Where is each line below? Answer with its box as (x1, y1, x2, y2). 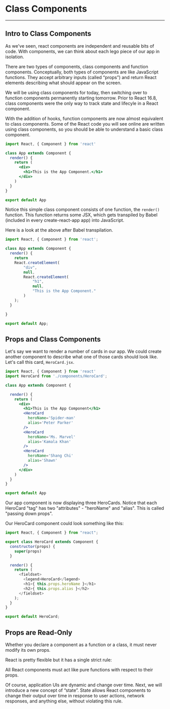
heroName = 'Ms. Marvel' (27, 434, 76, 439)
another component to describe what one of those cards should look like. (5, 354, 158, 360)
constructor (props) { (10, 544, 56, 549)
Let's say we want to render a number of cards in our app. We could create (5, 348, 162, 355)
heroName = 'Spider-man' (27, 416, 76, 421)
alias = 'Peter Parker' (27, 420, 73, 426)
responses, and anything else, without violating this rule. (5, 698, 123, 704)
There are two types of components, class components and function (5, 63, 148, 69)
